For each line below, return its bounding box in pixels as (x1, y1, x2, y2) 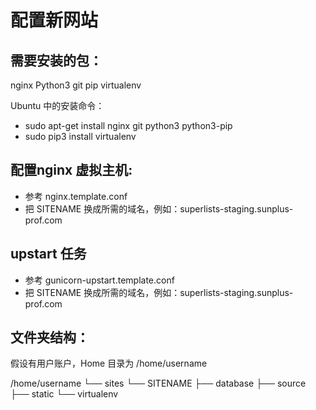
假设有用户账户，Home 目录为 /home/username (10, 357, 208, 370)
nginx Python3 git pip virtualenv (10, 79, 142, 91)
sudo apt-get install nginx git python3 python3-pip (24, 120, 233, 131)
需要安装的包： (10, 52, 103, 69)
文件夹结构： (10, 329, 90, 346)
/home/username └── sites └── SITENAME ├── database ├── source (10, 377, 307, 390)
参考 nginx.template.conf (24, 190, 128, 202)
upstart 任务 (10, 246, 87, 263)
